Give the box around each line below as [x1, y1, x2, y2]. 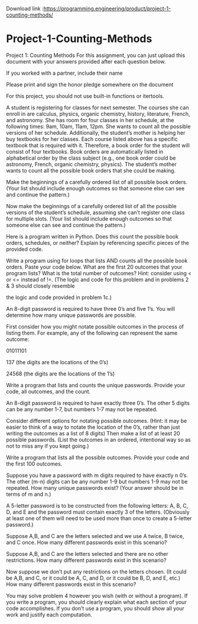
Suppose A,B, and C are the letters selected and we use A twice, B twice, [6, 532, 184, 539]
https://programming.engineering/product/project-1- [43, 5, 171, 12]
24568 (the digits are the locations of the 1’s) [6, 370, 115, 377]
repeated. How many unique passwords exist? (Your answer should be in [6, 484, 184, 491]
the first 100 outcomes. [6, 460, 63, 467]
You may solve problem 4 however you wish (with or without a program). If [6, 592, 188, 599]
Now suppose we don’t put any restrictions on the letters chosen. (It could [6, 568, 187, 575]
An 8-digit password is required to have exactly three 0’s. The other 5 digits [6, 399, 190, 406]
